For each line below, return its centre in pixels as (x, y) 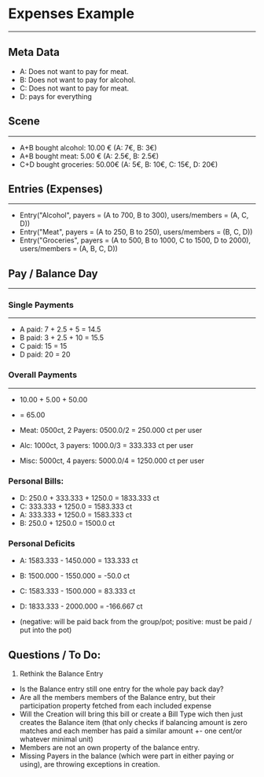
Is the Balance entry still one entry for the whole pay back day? (121, 689)
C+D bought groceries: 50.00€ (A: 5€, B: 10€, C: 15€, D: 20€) (119, 164)
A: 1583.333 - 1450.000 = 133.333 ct (79, 561)
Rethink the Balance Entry (61, 674)
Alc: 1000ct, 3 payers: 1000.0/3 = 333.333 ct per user (106, 445)
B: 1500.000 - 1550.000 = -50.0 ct (75, 576)
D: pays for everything (56, 96)
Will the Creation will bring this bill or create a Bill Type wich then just (131, 714)
